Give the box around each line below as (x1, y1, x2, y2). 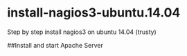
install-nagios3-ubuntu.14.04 (7, 5, 181, 21)
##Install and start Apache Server (7, 41, 104, 49)
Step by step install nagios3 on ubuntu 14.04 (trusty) (7, 28, 157, 36)
